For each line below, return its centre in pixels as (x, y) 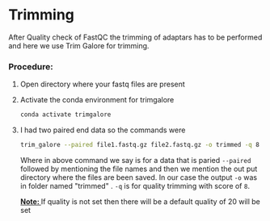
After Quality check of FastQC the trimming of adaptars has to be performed (135, 37)
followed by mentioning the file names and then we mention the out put (139, 169)
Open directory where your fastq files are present (103, 84)
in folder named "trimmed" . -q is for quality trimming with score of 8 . (135, 186)
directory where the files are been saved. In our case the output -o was (138, 177)
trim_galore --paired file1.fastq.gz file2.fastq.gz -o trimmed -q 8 (140, 145)
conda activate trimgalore (65, 115)
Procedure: (31, 66)
